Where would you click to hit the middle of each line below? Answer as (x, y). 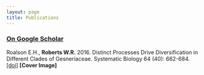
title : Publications (33, 18)
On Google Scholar (35, 39)
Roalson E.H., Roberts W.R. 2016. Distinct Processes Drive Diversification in (102, 52)
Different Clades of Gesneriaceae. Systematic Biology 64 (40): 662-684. (98, 59)
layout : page (23, 12)
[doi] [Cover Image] (32, 65)
